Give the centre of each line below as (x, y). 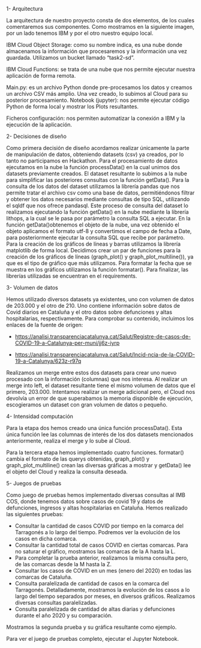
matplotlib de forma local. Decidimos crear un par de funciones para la (94, 250)
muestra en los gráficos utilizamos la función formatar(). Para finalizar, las (97, 269)
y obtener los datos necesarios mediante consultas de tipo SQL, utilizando (98, 199)
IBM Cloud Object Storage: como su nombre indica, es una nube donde (94, 45)
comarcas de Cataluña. (43, 577)
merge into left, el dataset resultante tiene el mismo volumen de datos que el (101, 385)
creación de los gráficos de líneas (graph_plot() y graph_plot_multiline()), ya (100, 257)
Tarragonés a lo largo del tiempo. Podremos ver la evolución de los (97, 532)
